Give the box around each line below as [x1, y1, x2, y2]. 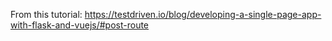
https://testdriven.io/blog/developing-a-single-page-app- [84, 9, 322, 20]
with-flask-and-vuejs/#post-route [10, 19, 150, 31]
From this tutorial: [10, 9, 83, 20]
